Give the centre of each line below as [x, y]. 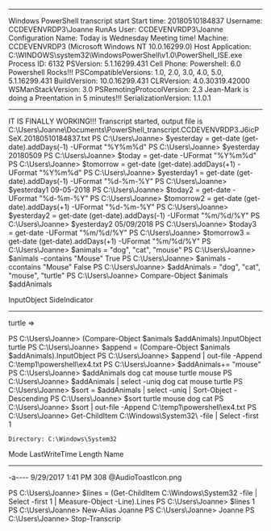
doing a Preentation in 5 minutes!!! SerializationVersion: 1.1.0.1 [110, 98]
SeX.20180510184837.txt [49, 138]
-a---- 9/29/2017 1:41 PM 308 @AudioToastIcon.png [95, 477]
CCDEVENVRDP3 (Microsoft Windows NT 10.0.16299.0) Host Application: [130, 46]
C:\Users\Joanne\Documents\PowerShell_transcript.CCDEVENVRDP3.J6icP [134, 130]
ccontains [25, 267]
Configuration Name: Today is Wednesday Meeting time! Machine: [119, 38]
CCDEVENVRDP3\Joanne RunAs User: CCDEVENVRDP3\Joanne [116, 29]
